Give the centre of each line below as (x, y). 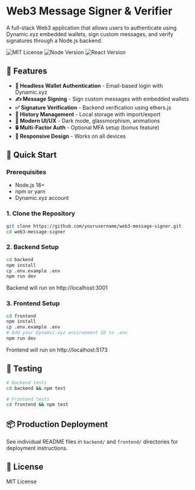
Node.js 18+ (30, 185)
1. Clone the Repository (41, 214)
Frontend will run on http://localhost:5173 (57, 350)
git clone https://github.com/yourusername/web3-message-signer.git (94, 226)
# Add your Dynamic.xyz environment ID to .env (67, 333)
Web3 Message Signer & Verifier (89, 11)
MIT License (22, 481)
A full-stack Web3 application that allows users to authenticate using (91, 28)
